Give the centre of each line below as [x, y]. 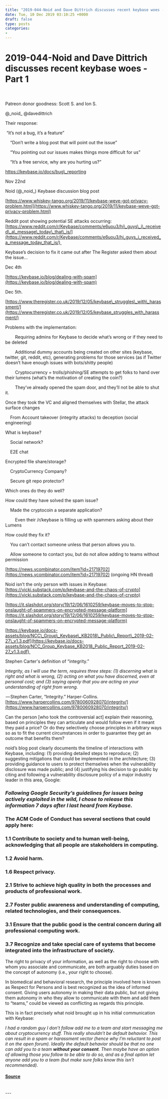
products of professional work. [43, 891]
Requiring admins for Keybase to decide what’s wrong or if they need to [89, 337]
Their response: [21, 123]
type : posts [17, 24]
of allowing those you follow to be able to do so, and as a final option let [80, 1054]
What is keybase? [23, 432]
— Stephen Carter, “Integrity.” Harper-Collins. [52, 696]
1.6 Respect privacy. [30, 872]
